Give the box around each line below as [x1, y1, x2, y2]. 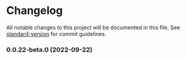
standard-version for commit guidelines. [6, 30, 107, 37]
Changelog [6, 4, 63, 18]
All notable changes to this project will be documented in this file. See [6, 24, 181, 31]
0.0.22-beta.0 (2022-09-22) [6, 45, 93, 54]
